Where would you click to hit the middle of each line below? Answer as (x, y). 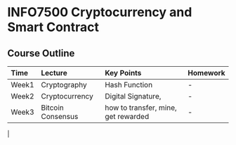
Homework (206, 73)
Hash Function (129, 85)
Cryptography (64, 85)
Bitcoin (53, 108)
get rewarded (127, 116)
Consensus (60, 116)
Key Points (123, 73)
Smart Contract (53, 27)
